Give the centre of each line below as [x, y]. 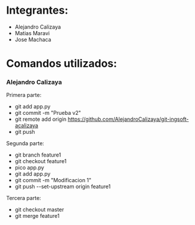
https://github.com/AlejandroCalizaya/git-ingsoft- [128, 119]
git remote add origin [41, 119]
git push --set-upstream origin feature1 [63, 187]
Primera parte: [24, 95]
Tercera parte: [24, 198]
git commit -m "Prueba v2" [48, 113]
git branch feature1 [38, 155]
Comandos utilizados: [62, 64]
